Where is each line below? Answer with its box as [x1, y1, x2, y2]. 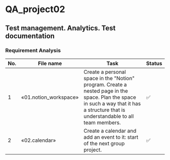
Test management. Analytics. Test [5, 24, 116, 32]
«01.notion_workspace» [21, 94, 79, 101]
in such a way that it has [83, 100, 141, 107]
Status [146, 60, 162, 67]
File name [37, 60, 62, 67]
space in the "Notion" [83, 74, 135, 82]
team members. [83, 119, 121, 126]
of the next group [83, 140, 125, 147]
